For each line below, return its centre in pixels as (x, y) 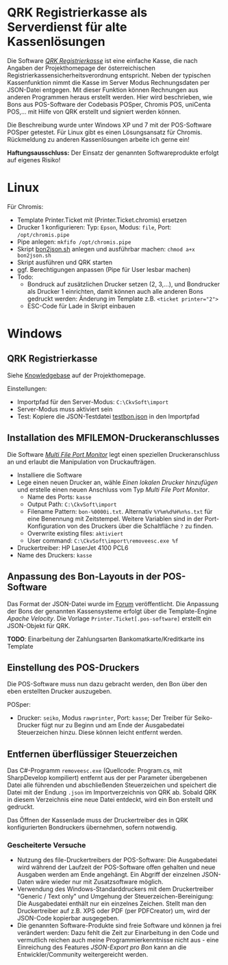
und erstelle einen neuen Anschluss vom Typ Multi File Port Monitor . (113, 489)
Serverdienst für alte (67, 27)
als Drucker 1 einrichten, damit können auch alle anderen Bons (115, 291)
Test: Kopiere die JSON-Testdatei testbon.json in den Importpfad (108, 416)
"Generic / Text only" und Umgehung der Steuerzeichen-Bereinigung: (115, 897)
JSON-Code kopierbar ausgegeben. (68, 918)
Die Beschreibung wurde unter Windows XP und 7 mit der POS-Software (110, 125)
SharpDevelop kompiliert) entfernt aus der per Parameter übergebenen (107, 778)
